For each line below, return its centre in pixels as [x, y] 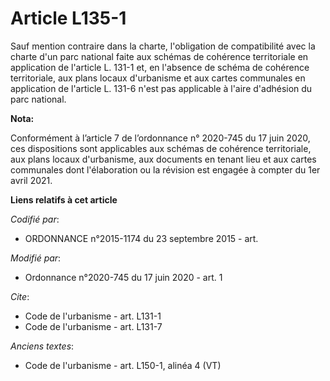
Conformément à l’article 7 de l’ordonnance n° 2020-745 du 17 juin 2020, [160, 138]
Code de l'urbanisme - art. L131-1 [93, 316]
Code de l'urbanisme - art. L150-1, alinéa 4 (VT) [123, 365]
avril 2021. [31, 180]
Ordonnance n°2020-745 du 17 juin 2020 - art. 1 [123, 277]
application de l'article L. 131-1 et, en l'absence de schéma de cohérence [160, 67]
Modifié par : [36, 258]
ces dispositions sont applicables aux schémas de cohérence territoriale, [161, 148]
